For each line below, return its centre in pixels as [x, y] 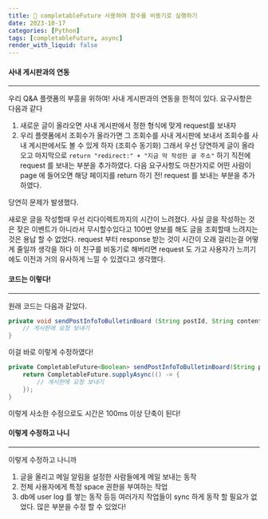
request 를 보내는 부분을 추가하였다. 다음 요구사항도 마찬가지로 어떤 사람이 [135, 165]
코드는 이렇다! [30, 279]
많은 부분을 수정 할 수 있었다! [81, 506]
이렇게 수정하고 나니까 [43, 459]
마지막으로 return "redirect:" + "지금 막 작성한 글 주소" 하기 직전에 [143, 156]
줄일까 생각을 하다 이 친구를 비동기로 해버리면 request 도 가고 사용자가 [126, 249]
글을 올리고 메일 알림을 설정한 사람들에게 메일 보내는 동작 [108, 477]
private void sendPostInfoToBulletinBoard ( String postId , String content [135, 321]
